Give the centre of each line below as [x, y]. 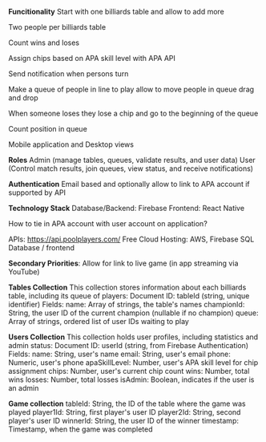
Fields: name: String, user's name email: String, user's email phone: [119, 354]
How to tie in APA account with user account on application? [108, 223]
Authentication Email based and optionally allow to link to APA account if [129, 184]
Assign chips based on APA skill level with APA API [92, 58]
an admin [24, 388]
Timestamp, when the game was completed [81, 429]
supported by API [37, 193]
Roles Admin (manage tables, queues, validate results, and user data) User [132, 160]
